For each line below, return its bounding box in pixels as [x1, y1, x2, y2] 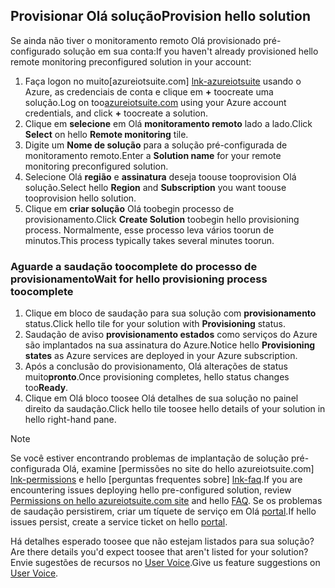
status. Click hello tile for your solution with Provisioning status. [24, 318, 286, 330]
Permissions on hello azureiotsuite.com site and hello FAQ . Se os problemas [10, 495, 323, 507]
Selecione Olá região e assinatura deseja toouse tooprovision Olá [24, 170, 297, 183]
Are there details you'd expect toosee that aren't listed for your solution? [10, 546, 309, 558]
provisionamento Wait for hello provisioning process [10, 272, 268, 286]
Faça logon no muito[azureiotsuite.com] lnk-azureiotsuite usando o [24, 75, 302, 87]
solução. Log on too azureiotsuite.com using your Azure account [24, 96, 287, 108]
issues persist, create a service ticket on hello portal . [10, 516, 228, 528]
